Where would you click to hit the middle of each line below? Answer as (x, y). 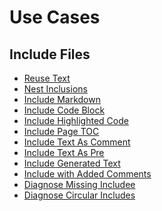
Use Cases (55, 17)
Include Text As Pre (64, 152)
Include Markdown (62, 99)
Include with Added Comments (87, 174)
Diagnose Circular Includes (79, 195)
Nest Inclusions (55, 89)
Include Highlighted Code (76, 120)
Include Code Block (64, 110)
